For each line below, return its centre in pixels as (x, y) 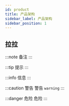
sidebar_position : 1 (26, 23)
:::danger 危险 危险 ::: (26, 99)
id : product (17, 10)
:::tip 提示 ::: (17, 67)
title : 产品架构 (20, 14)
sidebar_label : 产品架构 (29, 19)
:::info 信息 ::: (18, 78)
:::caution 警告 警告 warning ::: (35, 88)
